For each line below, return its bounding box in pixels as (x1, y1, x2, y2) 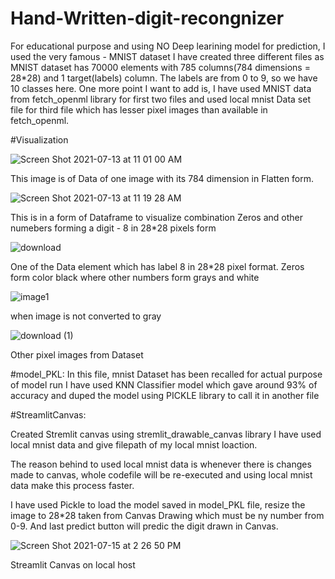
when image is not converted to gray (10, 310, 162, 322)
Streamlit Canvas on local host (10, 558, 136, 571)
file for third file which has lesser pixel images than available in (10, 103, 268, 116)
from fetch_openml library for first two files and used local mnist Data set (10, 93, 311, 105)
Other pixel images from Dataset (10, 348, 144, 361)
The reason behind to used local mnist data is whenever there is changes (10, 458, 312, 470)
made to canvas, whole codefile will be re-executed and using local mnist (10, 468, 313, 481)
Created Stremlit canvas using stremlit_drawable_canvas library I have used (10, 428, 322, 440)
